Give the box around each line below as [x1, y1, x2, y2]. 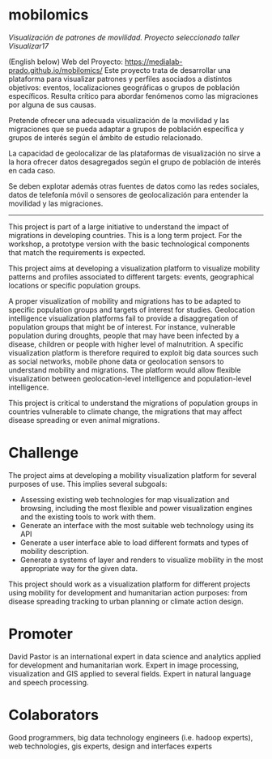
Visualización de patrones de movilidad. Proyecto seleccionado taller [8, 32, 240, 42]
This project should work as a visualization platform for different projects [8, 579, 251, 589]
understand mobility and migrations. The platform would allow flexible [8, 365, 241, 374]
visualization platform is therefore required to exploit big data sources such [8, 348, 259, 357]
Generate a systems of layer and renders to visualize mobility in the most [19, 555, 264, 565]
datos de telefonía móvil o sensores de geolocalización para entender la [8, 190, 249, 199]
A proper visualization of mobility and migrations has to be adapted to [8, 296, 241, 305]
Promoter [8, 625, 73, 643]
